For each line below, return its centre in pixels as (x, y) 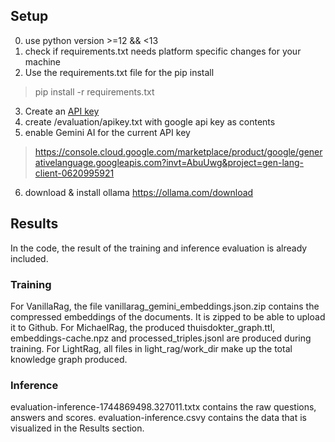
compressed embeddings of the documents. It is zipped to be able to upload (168, 316)
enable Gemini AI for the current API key (107, 132)
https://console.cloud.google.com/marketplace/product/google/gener (178, 151)
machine (43, 61)
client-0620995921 (74, 173)
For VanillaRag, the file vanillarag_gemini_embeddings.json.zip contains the (165, 306)
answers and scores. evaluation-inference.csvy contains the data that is (158, 418)
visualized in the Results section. (77, 428)
